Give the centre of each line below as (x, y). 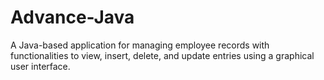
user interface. (40, 66)
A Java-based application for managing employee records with (140, 45)
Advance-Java (72, 17)
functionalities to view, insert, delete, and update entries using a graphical (162, 55)
